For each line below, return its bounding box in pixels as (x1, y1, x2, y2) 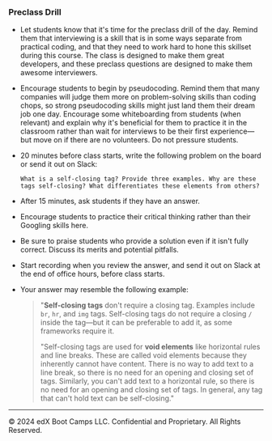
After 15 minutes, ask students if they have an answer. (19, 197, 201, 206)
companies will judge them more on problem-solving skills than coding (19, 92, 257, 102)
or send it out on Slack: (19, 159, 98, 169)
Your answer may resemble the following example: (19, 285, 189, 295)
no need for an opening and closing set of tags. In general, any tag (40, 385, 263, 395)
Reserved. (8, 426, 43, 435)
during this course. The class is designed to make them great (19, 51, 225, 61)
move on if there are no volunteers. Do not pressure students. (33, 135, 239, 145)
